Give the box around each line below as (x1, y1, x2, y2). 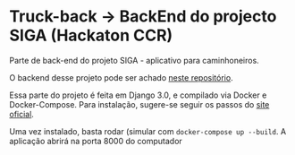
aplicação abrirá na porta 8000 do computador (9, 135, 183, 146)
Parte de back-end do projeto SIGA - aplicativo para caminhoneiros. (9, 55, 259, 65)
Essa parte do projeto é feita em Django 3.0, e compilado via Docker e (9, 90, 267, 100)
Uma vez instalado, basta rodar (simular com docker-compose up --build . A (9, 125, 287, 136)
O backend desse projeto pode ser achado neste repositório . (9, 72, 234, 82)
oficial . (9, 108, 34, 119)
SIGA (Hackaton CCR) (9, 25, 173, 46)
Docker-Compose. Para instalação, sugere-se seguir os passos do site (9, 99, 270, 109)
